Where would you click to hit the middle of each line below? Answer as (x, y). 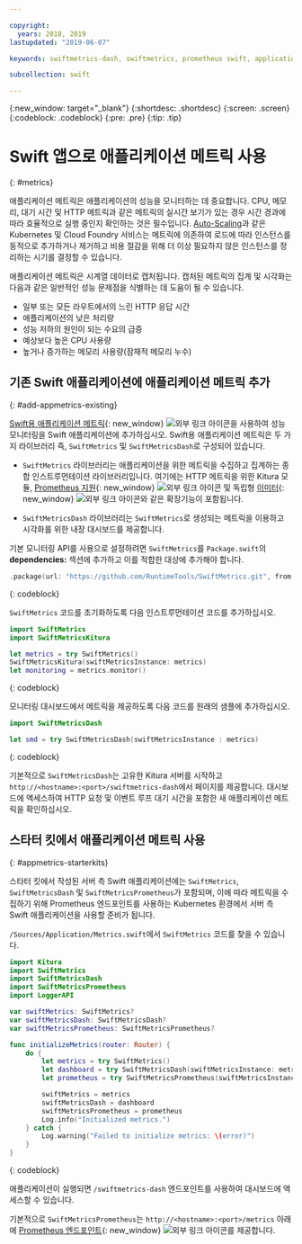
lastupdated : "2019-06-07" (60, 42)
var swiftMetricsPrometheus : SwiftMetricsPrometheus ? (112, 1028)
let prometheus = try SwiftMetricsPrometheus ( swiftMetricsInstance (170, 1078)
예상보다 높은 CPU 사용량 (67, 340)
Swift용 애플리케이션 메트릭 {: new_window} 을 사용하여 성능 (147, 423)
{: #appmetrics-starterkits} (59, 862)
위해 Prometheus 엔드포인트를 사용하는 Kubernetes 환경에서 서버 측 (153, 903)
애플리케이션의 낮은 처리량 (68, 318)
